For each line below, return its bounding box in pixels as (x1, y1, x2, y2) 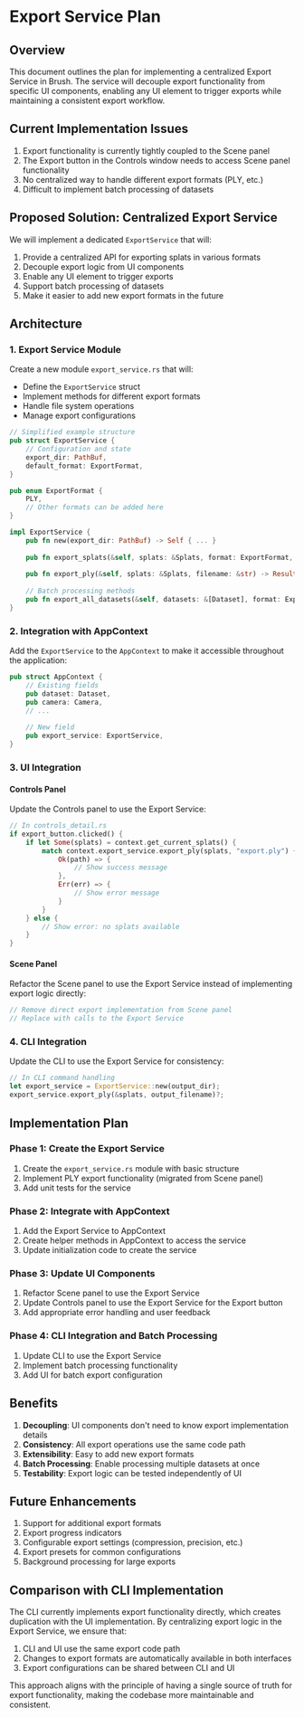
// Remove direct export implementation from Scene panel (9, 1006, 233, 1015)
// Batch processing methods (25, 586, 136, 596)
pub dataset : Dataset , (25, 689, 111, 698)
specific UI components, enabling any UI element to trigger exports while (9, 86, 282, 96)
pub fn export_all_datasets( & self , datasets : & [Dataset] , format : (25, 595, 281, 604)
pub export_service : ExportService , (25, 731, 165, 741)
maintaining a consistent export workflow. (9, 95, 166, 106)
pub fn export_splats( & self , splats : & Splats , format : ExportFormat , (25, 553, 294, 562)
